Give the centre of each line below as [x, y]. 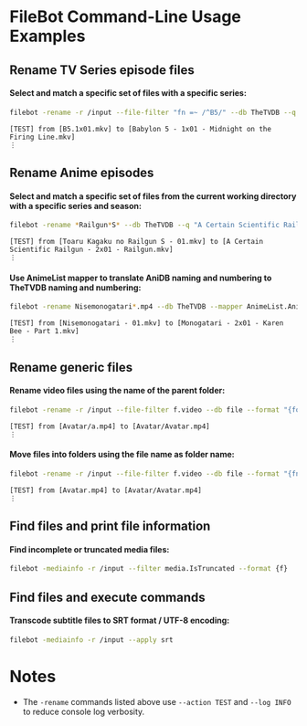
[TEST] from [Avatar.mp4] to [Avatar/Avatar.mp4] [106, 490]
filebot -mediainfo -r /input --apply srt [91, 640]
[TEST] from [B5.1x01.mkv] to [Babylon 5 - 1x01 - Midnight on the [141, 129]
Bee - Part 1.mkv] [44, 331]
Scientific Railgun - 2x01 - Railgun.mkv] [91, 250]
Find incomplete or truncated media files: [90, 549]
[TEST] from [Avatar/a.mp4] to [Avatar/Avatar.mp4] [110, 426]
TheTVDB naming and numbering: [75, 287]
